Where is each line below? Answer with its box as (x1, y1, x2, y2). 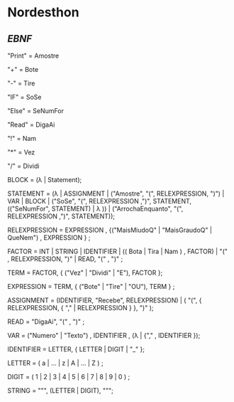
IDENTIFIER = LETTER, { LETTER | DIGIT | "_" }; (7, 345, 145, 353)
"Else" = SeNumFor (7, 107, 64, 115)
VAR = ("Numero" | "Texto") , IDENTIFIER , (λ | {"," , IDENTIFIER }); (7, 332, 201, 339)
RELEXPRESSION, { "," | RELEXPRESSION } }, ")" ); (7, 304, 154, 312)
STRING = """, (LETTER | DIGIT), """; (7, 386, 113, 395)
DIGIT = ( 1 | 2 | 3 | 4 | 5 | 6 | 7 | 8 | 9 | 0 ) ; (7, 373, 130, 381)
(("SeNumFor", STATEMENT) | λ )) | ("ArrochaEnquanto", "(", (7, 204, 184, 213)
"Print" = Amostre (7, 51, 60, 60)
